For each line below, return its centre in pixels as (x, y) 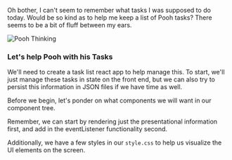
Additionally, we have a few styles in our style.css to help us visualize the (115, 142)
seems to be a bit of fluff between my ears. (70, 25)
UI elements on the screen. (46, 150)
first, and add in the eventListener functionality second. (87, 129)
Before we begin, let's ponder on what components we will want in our (110, 100)
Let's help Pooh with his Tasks (60, 57)
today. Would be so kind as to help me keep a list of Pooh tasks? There (110, 18)
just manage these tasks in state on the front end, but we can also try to (111, 79)
